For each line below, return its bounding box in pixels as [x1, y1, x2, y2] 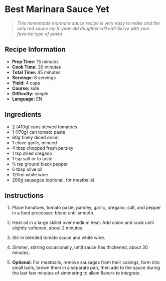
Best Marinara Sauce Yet [5, 4, 109, 15]
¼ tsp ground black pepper [12, 161, 68, 167]
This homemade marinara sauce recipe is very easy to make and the [17, 20, 160, 26]
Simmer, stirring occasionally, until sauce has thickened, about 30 [12, 244, 148, 250]
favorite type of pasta [17, 31, 62, 37]
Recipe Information [5, 45, 66, 54]
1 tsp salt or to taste [12, 155, 53, 161]
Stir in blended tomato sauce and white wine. [12, 234, 106, 241]
